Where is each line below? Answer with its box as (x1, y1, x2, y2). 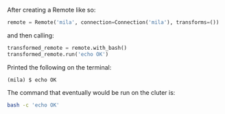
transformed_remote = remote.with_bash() (7, 44, 128, 51)
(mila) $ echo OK (7, 76, 57, 83)
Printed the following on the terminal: (7, 63, 112, 71)
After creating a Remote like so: (7, 6, 96, 14)
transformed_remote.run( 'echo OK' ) (7, 51, 109, 57)
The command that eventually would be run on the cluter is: (7, 88, 176, 96)
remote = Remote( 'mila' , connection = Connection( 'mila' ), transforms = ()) (7, 19, 220, 26)
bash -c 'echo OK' (7, 102, 60, 109)
